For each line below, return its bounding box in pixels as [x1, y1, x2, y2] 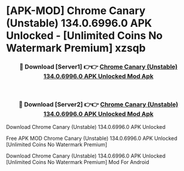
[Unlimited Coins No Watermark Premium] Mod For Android [6, 158, 149, 165]
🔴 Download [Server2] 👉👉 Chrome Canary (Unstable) [18, 101, 179, 109]
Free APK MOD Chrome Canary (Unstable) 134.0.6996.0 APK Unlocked [6, 135, 178, 142]
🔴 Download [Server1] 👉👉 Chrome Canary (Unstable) [19, 63, 178, 71]
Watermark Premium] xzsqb [6, 42, 146, 55]
